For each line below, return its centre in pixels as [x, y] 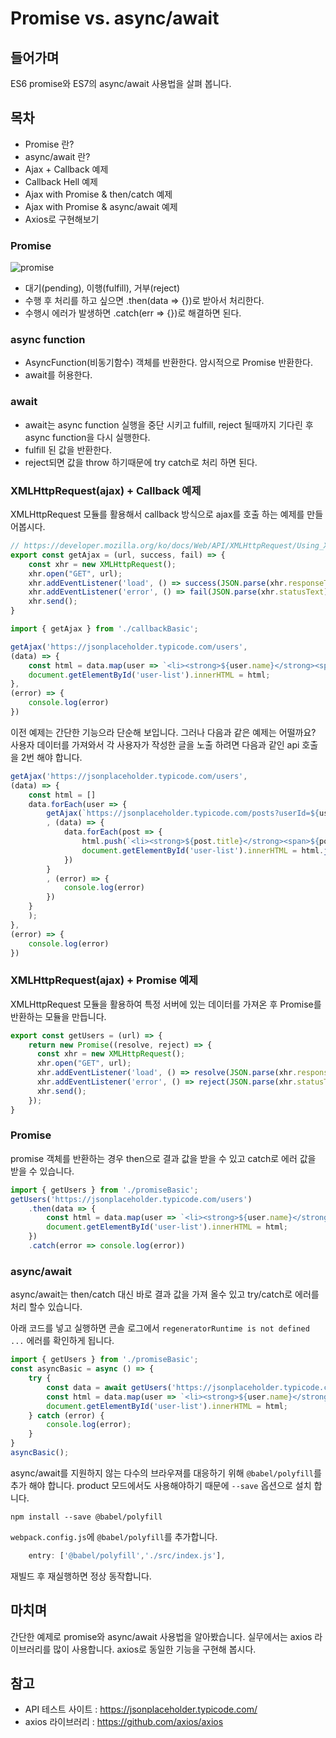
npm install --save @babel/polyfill [86, 1517]
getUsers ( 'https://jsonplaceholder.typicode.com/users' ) [131, 1199]
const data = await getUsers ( [109, 1387]
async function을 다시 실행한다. [87, 437]
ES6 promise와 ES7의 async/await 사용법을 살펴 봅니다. [121, 83]
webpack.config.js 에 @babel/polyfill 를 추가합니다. [114, 1536]
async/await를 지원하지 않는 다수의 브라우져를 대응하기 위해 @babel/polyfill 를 [166, 1473]
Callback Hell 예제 [61, 181]
